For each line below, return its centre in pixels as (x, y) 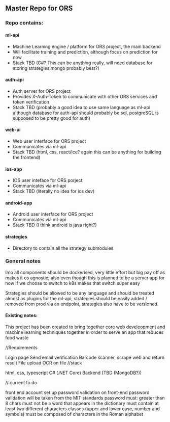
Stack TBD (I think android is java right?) (55, 225)
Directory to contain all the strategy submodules (63, 248)
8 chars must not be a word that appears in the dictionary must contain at (82, 403)
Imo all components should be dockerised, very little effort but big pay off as (85, 272)
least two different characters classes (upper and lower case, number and (82, 409)
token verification (31, 102)
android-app (19, 203)
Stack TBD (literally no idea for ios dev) (54, 191)
